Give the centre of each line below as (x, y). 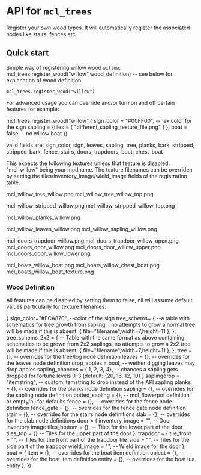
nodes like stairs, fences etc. (42, 34)
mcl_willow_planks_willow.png (43, 217)
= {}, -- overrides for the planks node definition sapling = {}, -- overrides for (100, 389)
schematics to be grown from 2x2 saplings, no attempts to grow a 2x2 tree (98, 344)
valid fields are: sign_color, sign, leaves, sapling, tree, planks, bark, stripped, (100, 145)
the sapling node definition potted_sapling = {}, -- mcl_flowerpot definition (98, 395)
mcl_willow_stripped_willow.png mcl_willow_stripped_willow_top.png (91, 205)
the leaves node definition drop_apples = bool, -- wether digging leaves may (100, 363)
